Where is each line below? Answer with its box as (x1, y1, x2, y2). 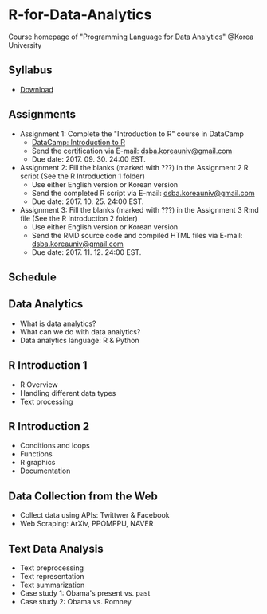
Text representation (19, 572, 84, 581)
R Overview (19, 380, 58, 389)
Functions (19, 449, 53, 459)
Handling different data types (19, 388, 116, 397)
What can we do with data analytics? (19, 327, 141, 336)
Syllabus (8, 64, 53, 77)
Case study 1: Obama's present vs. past (19, 589, 151, 598)
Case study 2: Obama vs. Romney (19, 597, 132, 607)
